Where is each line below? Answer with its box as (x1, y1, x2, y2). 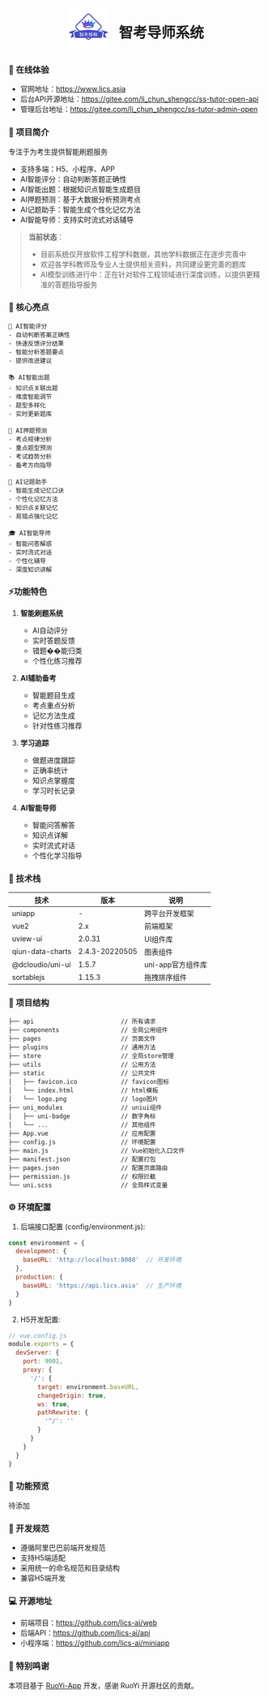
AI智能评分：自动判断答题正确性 (19, 174, 127, 183)
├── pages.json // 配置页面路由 (8, 1164, 168, 1172)
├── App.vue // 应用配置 (8, 1129, 156, 1138)
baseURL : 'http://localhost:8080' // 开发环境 (23, 1256, 182, 1264)
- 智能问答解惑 (8, 539, 53, 548)
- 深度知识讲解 (8, 565, 53, 574)
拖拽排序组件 (144, 973, 188, 982)
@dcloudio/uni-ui (11, 959, 71, 969)
